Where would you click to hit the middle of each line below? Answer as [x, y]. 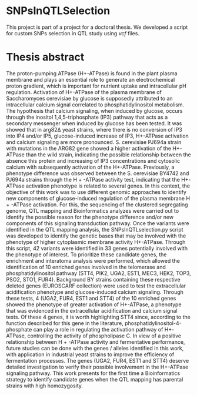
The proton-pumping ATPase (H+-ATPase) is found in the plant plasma [92, 73]
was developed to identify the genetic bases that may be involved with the [96, 236]
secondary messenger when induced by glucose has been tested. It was [94, 123]
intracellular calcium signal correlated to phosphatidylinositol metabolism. [95, 105]
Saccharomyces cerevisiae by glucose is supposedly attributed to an [89, 98]
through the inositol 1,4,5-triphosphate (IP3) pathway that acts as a [87, 117]
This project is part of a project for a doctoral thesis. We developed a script [97, 27]
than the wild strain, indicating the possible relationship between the [108, 155]
